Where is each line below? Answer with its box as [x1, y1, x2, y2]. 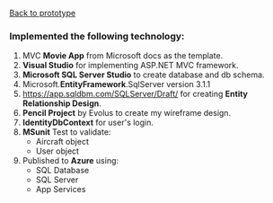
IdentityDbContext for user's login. [22, 117, 154, 128]
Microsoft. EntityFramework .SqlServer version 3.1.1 [22, 79, 211, 90]
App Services [35, 184, 86, 195]
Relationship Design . [22, 98, 101, 109]
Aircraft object [35, 137, 90, 147]
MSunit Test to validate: [22, 127, 111, 137]
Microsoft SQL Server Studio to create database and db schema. [22, 69, 265, 80]
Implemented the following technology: [9, 30, 185, 42]
